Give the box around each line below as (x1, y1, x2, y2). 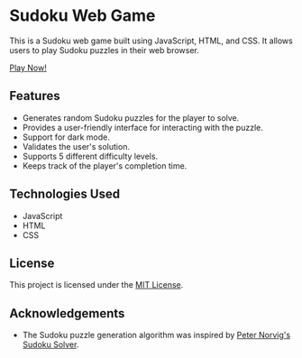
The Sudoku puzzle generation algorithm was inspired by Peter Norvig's (22, 330, 291, 341)
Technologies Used (9, 187, 120, 202)
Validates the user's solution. (22, 141, 131, 151)
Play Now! (9, 62, 47, 73)
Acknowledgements (9, 306, 125, 321)
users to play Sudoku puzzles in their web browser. (9, 44, 200, 55)
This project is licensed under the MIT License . (9, 280, 184, 290)
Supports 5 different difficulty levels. (22, 151, 159, 161)
